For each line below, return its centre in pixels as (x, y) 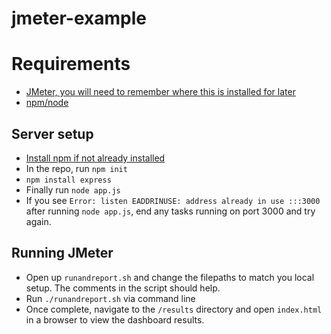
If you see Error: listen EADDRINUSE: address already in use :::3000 (173, 200)
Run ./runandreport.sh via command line (110, 298)
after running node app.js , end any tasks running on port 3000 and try (170, 211)
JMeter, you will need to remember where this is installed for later (160, 92)
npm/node (47, 103)
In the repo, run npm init (76, 168)
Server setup (52, 133)
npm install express (68, 180)
